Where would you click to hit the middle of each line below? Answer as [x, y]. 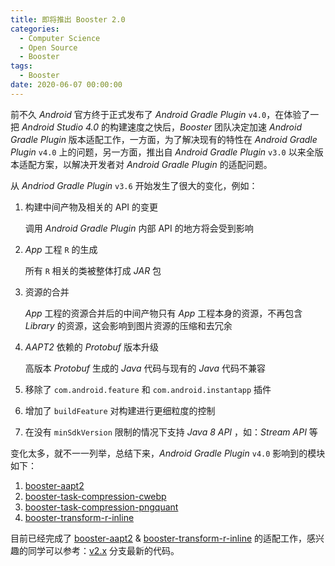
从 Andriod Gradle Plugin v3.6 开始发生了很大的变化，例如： [134, 185]
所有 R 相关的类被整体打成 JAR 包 [93, 270]
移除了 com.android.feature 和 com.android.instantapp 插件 [148, 389]
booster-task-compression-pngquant [101, 507]
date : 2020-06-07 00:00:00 [66, 85]
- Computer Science [60, 38]
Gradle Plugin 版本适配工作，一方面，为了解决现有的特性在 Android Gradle [164, 139]
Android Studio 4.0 [60, 127]
